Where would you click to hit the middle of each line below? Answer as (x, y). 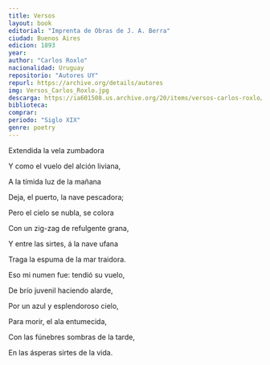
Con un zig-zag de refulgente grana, (69, 228)
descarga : (25, 98)
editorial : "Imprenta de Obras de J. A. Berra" (90, 30)
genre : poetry (32, 128)
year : (17, 53)
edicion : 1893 (32, 46)
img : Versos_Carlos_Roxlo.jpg (59, 90)
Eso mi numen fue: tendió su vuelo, (67, 274)
